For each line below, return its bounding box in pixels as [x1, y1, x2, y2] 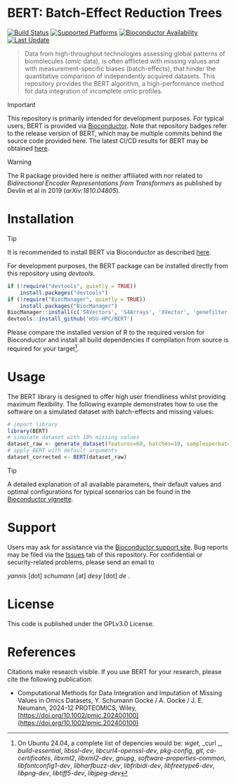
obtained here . [7, 144, 50, 152]
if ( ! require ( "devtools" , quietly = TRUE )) [7, 282, 137, 290]
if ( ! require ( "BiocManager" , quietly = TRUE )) [7, 296, 146, 303]
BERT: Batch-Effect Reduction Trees [7, 5, 223, 21]
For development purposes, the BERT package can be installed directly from [7, 261, 228, 270]
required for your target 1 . [7, 343, 79, 353]
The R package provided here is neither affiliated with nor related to [7, 171, 203, 180]
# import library [7, 421, 58, 428]
